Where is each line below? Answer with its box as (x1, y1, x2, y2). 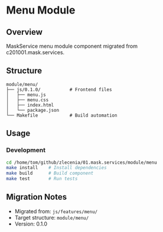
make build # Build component (6, 170, 94, 177)
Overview (6, 27, 43, 37)
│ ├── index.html (6, 102, 54, 108)
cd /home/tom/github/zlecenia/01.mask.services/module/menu (6, 160, 158, 165)
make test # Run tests (6, 176, 78, 182)
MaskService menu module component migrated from (6, 42, 138, 49)
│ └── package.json (6, 107, 60, 113)
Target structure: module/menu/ (14, 214, 89, 221)
